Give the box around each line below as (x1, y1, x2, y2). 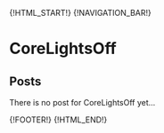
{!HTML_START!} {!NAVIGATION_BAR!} (9, 8, 152, 18)
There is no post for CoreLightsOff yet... (9, 98, 156, 107)
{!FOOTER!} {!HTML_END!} (9, 114, 108, 125)
